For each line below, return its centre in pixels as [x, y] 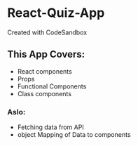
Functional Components [52, 86]
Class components [44, 93]
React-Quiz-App [56, 13]
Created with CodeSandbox [47, 32]
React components [44, 71]
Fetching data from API [50, 127]
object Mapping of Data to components [74, 135]
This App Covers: [46, 54]
